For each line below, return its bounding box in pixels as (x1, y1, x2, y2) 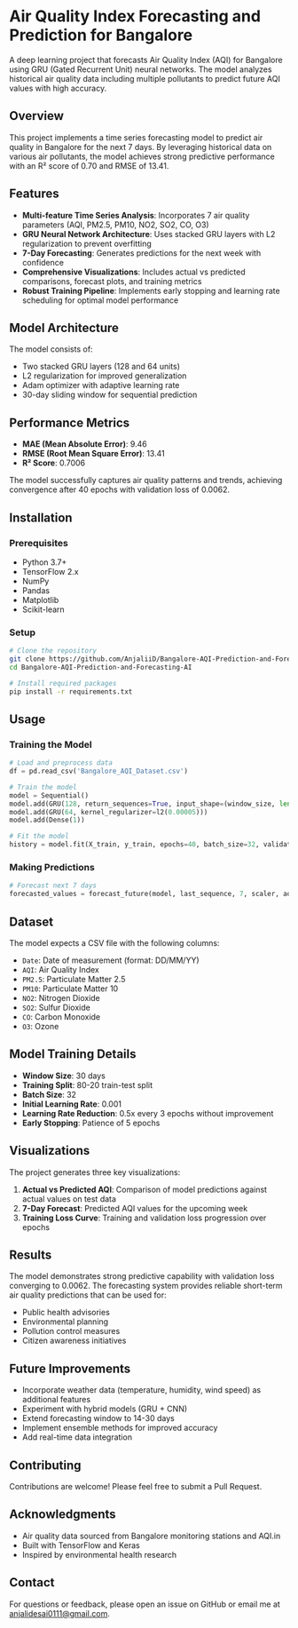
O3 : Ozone (21, 1020, 59, 1031)
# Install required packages (9, 679, 117, 687)
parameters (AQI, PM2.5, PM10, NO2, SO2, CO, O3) (21, 219, 210, 230)
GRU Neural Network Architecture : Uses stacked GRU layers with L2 (21, 228, 276, 239)
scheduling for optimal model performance (21, 295, 179, 306)
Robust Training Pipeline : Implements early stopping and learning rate (21, 285, 281, 296)
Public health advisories (21, 1307, 111, 1318)
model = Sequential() (9, 790, 90, 800)
